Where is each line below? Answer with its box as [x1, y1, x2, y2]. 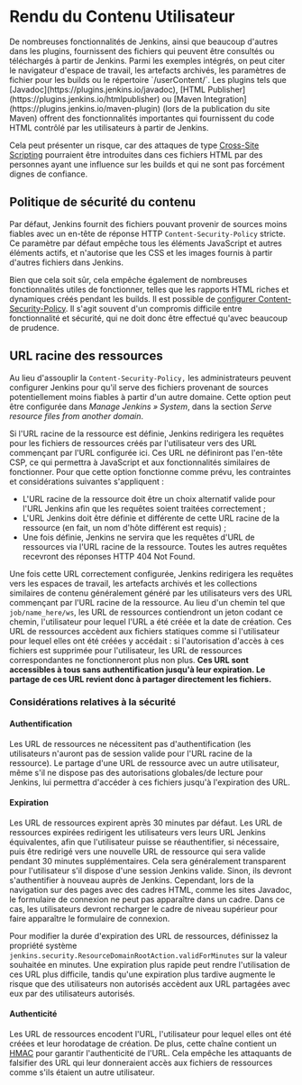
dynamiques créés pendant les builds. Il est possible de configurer [9, 293, 257, 304]
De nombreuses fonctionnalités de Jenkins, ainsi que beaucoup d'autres [9, 36, 279, 47]
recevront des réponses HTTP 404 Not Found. [22, 551, 196, 561]
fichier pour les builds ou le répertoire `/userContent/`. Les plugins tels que [9, 74, 287, 85]
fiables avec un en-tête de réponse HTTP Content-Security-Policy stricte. [9, 228, 286, 239]
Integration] [203, 93, 247, 105]
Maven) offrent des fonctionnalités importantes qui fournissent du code [9, 113, 275, 123]
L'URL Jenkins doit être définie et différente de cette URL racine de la [22, 512, 280, 524]
